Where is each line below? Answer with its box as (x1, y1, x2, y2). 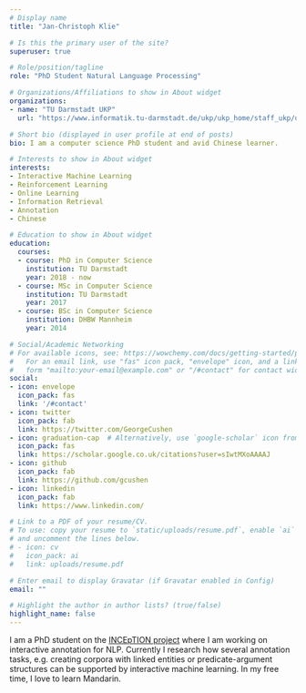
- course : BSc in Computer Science (17, 307, 153, 316)
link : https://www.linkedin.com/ (17, 501, 145, 510)
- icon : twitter (9, 407, 71, 417)
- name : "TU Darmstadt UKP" (9, 105, 117, 114)
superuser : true (9, 46, 71, 56)
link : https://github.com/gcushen (17, 475, 148, 484)
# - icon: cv (9, 543, 59, 552)
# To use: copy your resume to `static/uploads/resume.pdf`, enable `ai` (9, 525, 296, 535)
